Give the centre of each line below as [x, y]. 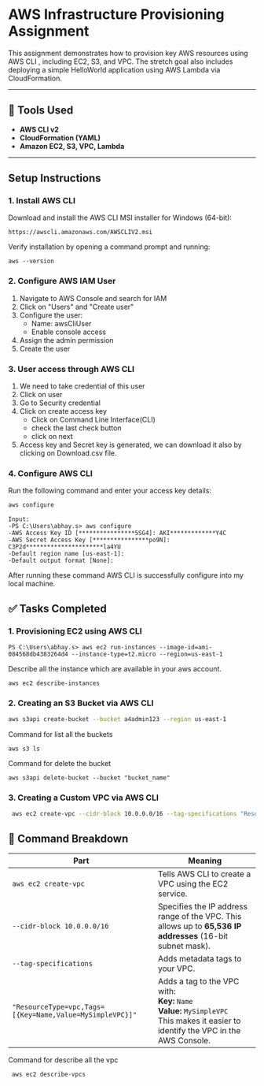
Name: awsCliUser [61, 323]
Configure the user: [51, 315]
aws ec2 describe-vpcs [49, 1075]
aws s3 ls [24, 749]
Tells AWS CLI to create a [204, 874]
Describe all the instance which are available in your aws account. [115, 668]
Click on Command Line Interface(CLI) [93, 420]
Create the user [45, 348]
